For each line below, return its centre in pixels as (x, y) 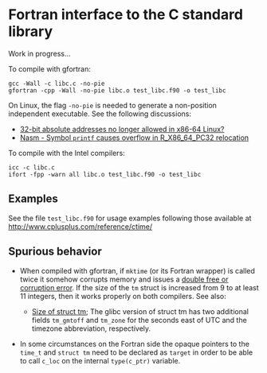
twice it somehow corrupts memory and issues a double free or (124, 279)
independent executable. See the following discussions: (100, 114)
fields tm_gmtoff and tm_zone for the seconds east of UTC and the (139, 320)
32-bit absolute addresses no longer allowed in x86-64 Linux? (122, 129)
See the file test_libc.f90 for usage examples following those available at (130, 218)
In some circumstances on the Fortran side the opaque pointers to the (134, 344)
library (31, 31)
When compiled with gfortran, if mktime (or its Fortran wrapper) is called (137, 270)
